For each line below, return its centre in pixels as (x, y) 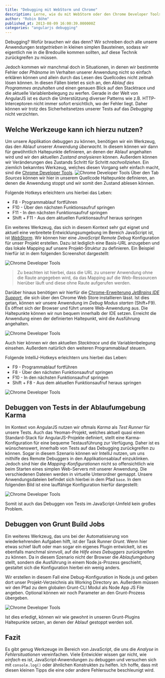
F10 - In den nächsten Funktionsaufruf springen (60, 377)
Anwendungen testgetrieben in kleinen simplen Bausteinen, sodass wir (77, 47)
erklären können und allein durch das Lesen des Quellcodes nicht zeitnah (79, 78)
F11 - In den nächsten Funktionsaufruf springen (60, 212)
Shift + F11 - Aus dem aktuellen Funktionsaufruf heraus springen (77, 218)
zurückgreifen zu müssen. (31, 57)
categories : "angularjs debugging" (41, 28)
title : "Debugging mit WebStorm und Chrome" (51, 10)
